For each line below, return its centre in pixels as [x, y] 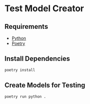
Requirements [26, 27]
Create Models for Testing [45, 85]
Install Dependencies [37, 59]
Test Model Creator [44, 9]
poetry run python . [26, 96]
